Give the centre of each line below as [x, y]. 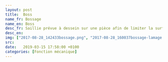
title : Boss [19, 14]
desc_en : [14, 33]
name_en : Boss [20, 24]
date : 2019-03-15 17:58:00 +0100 [42, 47]
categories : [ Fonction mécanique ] [41, 51]
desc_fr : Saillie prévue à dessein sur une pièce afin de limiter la [79, 28]
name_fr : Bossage [23, 19]
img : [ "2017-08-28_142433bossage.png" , [47, 38]
